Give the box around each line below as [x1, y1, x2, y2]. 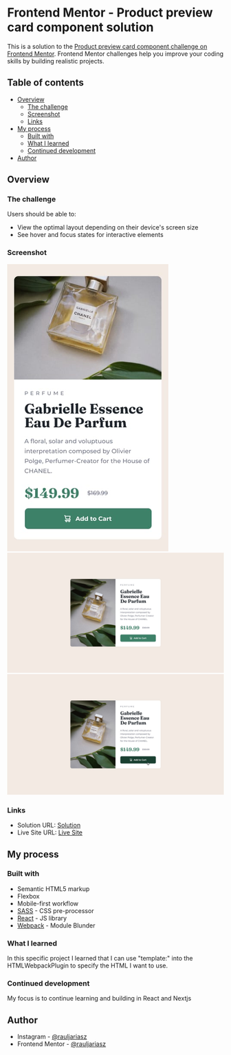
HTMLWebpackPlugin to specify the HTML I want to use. [7, 961, 168, 970]
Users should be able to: [7, 210, 77, 218]
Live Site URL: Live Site [16, 828, 83, 837]
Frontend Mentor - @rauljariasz [16, 1040, 107, 1048]
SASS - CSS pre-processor [16, 906, 94, 914]
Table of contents [7, 77, 84, 89]
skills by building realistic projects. [7, 57, 104, 65]
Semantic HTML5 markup [16, 884, 90, 893]
